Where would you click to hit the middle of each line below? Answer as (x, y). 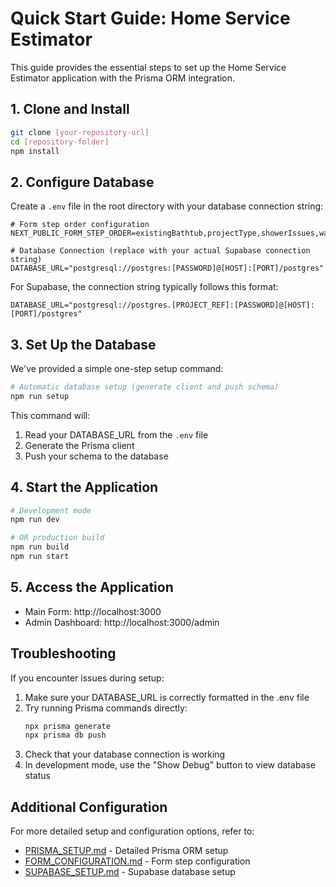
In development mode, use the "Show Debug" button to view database (170, 765)
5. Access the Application (92, 587)
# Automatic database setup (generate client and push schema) (145, 387)
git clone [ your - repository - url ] (80, 132)
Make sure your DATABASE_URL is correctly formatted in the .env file (167, 697)
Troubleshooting (63, 653)
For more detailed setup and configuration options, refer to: (132, 831)
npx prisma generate (67, 726)
